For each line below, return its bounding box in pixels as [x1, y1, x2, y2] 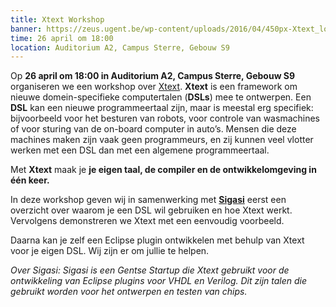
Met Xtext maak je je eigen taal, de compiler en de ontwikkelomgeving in [10, 164, 317, 176]
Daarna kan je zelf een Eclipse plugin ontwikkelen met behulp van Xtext [10, 234, 305, 246]
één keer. [10, 174, 50, 186]
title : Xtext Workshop [10, 14, 105, 25]
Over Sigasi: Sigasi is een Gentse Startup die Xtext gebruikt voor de [10, 264, 290, 276]
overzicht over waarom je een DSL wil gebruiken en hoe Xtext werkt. [10, 204, 293, 216]
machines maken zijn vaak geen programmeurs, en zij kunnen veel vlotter [10, 134, 314, 146]
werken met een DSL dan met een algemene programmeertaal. [10, 144, 270, 156]
